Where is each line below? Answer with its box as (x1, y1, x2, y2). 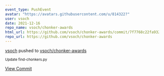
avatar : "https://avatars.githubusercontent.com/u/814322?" (5, 12, 130, 17)
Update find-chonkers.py (5, 57, 47, 62)
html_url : (5, 30, 25, 35)
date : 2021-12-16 (5, 20, 41, 26)
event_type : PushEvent (5, 7, 51, 12)
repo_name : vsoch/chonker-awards (5, 25, 73, 30)
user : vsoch (5, 16, 29, 21)
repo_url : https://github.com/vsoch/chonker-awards (5, 35, 112, 39)
